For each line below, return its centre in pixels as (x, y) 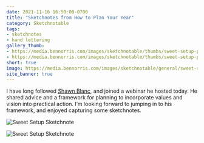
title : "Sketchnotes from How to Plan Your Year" (70, 18)
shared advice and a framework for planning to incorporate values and (95, 98)
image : (15, 68)
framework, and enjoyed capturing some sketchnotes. (74, 110)
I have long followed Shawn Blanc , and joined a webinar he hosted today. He (102, 91)
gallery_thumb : (25, 46)
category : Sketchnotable (38, 23)
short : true (21, 62)
